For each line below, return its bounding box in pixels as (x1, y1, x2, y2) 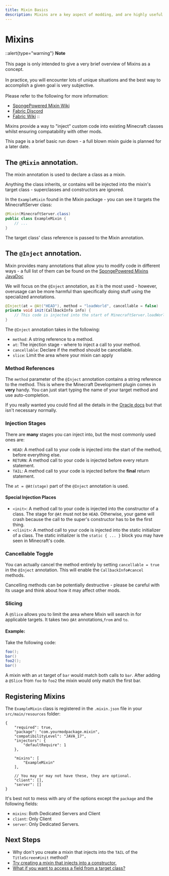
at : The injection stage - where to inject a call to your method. (12, 341, 141, 347)
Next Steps (5, 836, 41, 844)
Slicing (5, 600, 23, 607)
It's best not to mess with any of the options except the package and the (5, 795, 153, 801)
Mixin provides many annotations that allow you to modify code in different (5, 262, 160, 269)
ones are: (5, 436, 25, 443)
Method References (5, 365, 55, 372)
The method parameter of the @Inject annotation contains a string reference (5, 376, 161, 382)
